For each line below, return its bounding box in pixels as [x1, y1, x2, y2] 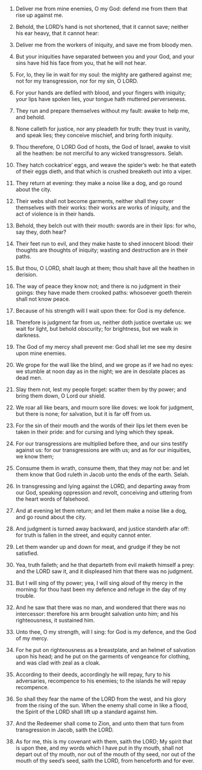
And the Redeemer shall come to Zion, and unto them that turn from [15, 720, 185, 727]
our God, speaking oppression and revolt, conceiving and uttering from [15, 489, 192, 496]
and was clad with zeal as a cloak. [15, 659, 101, 666]
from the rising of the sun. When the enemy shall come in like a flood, [15, 702, 189, 709]
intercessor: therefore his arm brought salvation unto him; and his [15, 610, 178, 617]
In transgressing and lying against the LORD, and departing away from [15, 483, 191, 490]
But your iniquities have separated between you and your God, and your [15, 53, 195, 60]
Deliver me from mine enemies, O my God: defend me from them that [15, 5, 188, 12]
